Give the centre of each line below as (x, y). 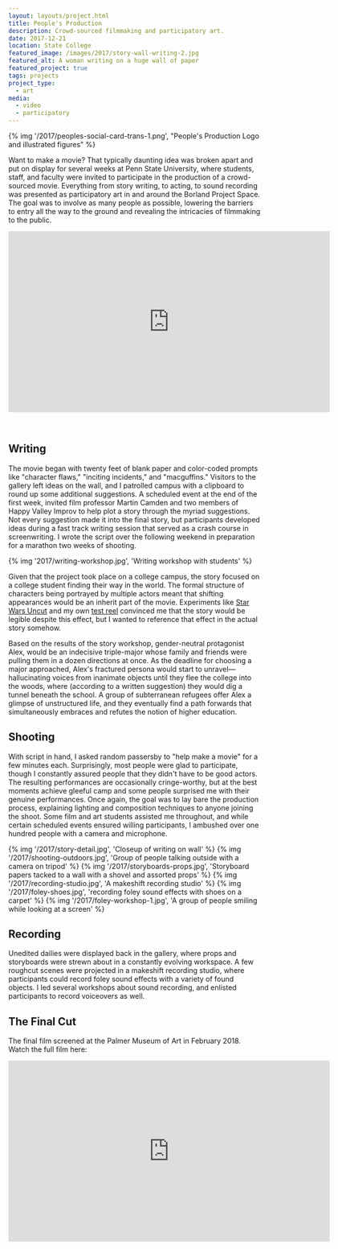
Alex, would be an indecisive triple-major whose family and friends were (128, 652)
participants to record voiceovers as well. (77, 996)
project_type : (32, 83)
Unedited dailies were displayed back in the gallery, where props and (122, 954)
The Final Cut (42, 1022)
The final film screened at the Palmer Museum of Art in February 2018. (124, 1041)
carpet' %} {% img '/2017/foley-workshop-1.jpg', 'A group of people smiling (133, 900)
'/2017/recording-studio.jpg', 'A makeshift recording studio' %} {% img (125, 883)
